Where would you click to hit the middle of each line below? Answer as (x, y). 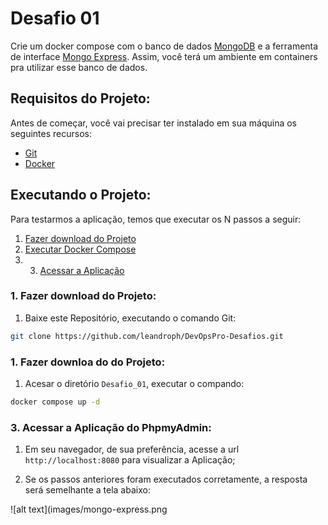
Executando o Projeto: (81, 195)
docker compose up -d (55, 402)
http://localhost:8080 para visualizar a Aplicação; (130, 460)
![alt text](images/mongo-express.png (89, 509)
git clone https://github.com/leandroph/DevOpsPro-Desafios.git (147, 336)
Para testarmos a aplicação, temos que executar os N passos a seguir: (156, 219)
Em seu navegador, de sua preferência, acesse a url (132, 449)
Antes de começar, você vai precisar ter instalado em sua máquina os (153, 123)
